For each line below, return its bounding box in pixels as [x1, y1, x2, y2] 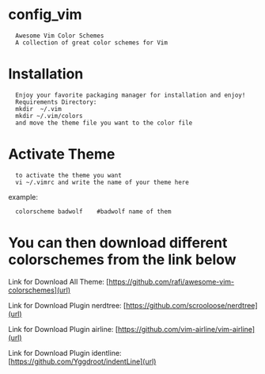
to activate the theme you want [15, 171, 123, 179]
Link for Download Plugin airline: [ [8, 324, 119, 334]
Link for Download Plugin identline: [8, 348, 122, 357]
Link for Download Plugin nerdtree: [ [8, 300, 127, 310]
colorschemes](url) [8, 285, 71, 295]
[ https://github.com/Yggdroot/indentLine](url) [8, 357, 157, 366]
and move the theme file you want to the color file [15, 119, 193, 127]
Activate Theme [8, 145, 115, 163]
